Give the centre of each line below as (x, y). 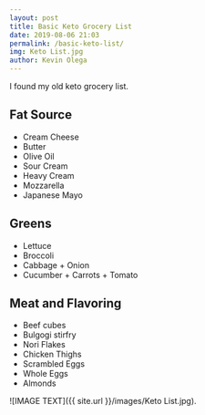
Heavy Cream (48, 175)
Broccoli (38, 255)
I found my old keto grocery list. (69, 86)
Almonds (39, 383)
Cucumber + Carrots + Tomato (80, 275)
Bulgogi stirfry (49, 335)
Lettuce (37, 245)
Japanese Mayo (53, 195)
